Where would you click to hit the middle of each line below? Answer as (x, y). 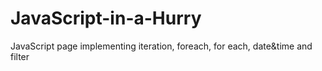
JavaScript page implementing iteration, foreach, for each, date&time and (161, 46)
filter (20, 56)
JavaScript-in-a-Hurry (106, 18)
